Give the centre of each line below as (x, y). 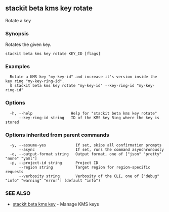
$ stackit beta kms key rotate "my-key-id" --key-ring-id (72, 86)
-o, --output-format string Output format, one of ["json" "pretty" (86, 154)
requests (14, 172)
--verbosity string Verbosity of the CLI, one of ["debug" (89, 176)
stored (12, 122)
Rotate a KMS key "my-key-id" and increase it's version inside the (83, 77)
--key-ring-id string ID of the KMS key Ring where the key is (89, 118)
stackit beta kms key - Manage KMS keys (56, 204)
